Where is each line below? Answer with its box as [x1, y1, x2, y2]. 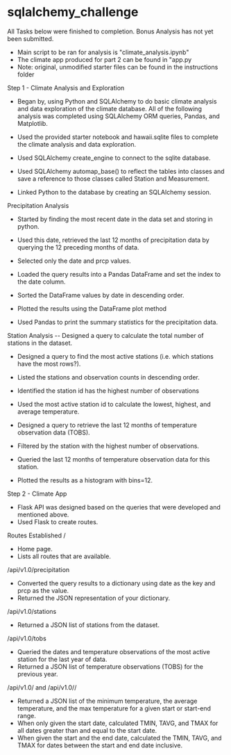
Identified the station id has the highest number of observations [17, 387, 200, 395]
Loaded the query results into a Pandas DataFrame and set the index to [17, 270, 221, 278]
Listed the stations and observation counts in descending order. [17, 373, 200, 381]
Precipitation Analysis [7, 201, 69, 209]
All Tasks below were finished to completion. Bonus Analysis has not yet [7, 27, 214, 35]
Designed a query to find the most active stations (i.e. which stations [17, 352, 214, 360]
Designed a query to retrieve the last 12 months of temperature [17, 421, 198, 429]
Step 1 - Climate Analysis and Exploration [7, 83, 125, 92]
